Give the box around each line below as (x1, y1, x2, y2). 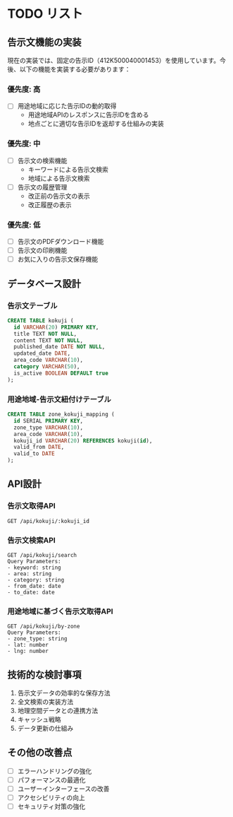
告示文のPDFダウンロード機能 (17, 237, 104, 246)
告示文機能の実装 (7, 36, 82, 48)
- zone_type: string (7, 635, 68, 642)
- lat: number (7, 642, 49, 649)
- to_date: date (7, 589, 55, 596)
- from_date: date (7, 582, 61, 589)
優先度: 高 (7, 84, 41, 94)
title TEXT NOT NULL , (13, 330, 77, 337)
